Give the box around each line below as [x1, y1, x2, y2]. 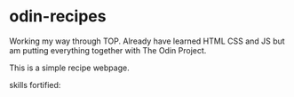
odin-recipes [9, 6, 107, 27]
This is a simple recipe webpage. [9, 62, 131, 73]
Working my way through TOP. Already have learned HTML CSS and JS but [9, 36, 286, 46]
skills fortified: [9, 79, 61, 90]
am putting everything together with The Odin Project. [9, 44, 207, 55]
